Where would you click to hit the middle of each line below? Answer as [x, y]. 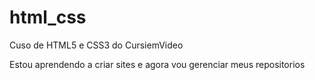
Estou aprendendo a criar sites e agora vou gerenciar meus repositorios [157, 64]
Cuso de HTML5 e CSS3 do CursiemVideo [96, 45]
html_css [48, 17]
